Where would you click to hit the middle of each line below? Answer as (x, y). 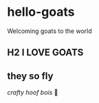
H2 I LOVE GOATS (45, 53)
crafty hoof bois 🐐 (33, 93)
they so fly (30, 76)
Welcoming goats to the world (50, 31)
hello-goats (41, 12)
